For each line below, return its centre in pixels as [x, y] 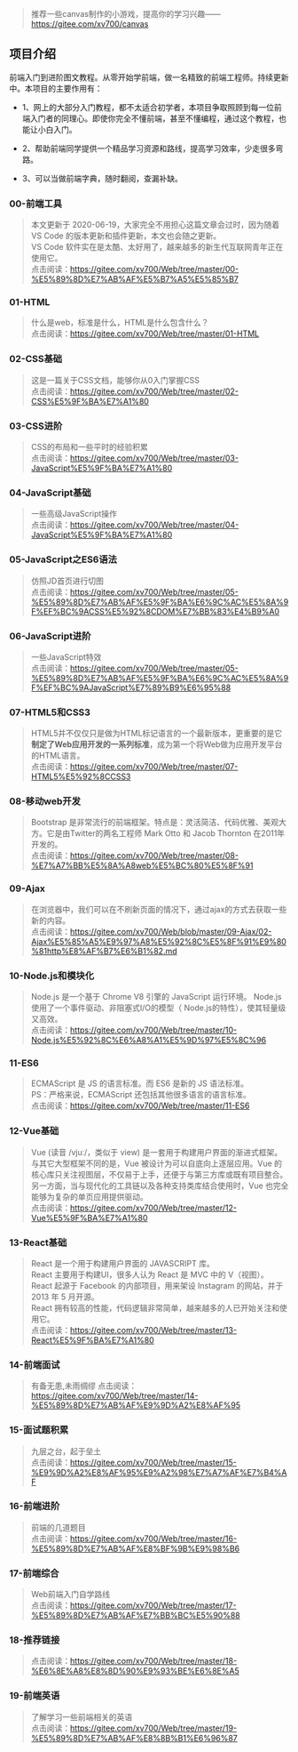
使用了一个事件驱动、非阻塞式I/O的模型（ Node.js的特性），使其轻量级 [158, 1008]
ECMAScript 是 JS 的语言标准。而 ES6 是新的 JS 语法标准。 [140, 1083]
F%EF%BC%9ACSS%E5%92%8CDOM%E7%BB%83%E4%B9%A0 [155, 611]
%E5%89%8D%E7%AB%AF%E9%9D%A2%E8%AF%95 [136, 1405]
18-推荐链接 [35, 1640]
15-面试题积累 [39, 1430]
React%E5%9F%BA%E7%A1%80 [93, 1340]
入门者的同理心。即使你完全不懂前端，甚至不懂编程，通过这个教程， [154, 118]
